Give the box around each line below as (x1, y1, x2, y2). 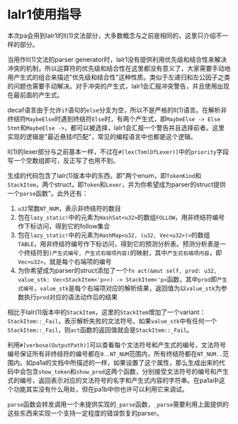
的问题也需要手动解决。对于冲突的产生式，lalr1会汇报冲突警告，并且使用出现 (7, 82, 230, 90)
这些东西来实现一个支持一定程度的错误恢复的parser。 (7, 408, 163, 417)
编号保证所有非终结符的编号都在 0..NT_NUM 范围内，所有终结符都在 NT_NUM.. (7, 349, 223, 358)
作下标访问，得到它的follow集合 (17, 221, 110, 230)
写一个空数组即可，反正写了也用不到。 (7, 156, 119, 164)
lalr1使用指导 (7, 6, 81, 23)
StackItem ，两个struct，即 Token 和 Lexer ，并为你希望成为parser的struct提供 (7, 180, 226, 189)
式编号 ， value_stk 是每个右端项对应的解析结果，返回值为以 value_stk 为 (17, 284, 222, 292)
